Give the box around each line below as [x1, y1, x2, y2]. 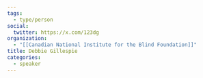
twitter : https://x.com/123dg [13, 28, 99, 36]
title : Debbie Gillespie [7, 48, 78, 55]
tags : [7, 9, 23, 17]
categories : [7, 54, 41, 61]
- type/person [13, 16, 53, 23]
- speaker [13, 60, 41, 67]
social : [7, 22, 29, 29]
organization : [7, 35, 48, 42]
